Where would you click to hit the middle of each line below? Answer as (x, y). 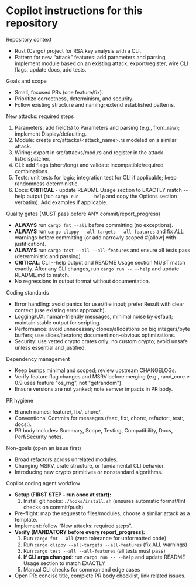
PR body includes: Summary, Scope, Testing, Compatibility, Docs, (94, 430)
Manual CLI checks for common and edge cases (82, 569)
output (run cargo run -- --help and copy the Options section (102, 196)
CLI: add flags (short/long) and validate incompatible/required (89, 165)
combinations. (32, 171)
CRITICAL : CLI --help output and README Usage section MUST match (100, 262)
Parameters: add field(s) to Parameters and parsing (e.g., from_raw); (97, 127)
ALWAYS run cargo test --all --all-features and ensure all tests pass (102, 250)
